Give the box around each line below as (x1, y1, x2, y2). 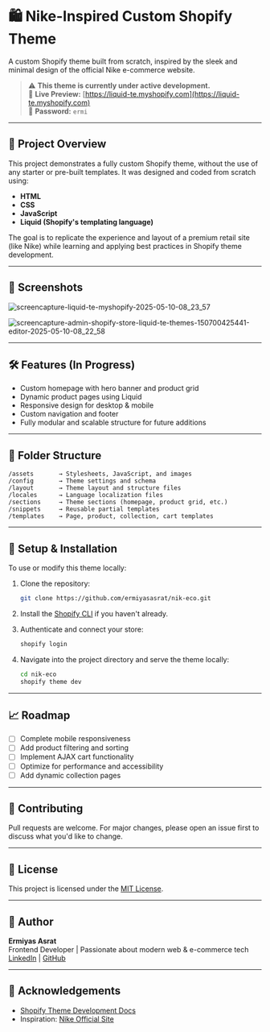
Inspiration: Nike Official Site (19, 1013, 114, 1024)
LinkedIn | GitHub (8, 953, 66, 964)
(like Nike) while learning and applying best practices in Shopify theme (8, 241, 243, 251)
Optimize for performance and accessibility (19, 761, 164, 771)
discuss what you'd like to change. (8, 831, 123, 841)
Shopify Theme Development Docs (19, 1005, 137, 1015)
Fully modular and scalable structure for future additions (19, 417, 207, 428)
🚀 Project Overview (8, 137, 107, 151)
